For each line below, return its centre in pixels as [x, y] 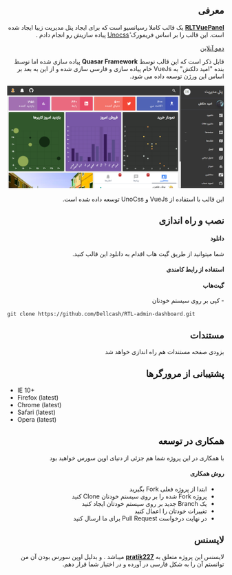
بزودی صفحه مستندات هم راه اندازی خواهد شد [165, 352]
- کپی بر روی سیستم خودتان [188, 301]
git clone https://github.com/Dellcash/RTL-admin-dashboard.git [101, 314]
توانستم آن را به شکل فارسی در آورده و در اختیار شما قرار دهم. [143, 564]
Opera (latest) [37, 420]
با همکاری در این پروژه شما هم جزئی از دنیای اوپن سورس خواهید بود [137, 458]
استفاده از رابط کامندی [195, 270]
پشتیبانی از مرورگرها [185, 374]
